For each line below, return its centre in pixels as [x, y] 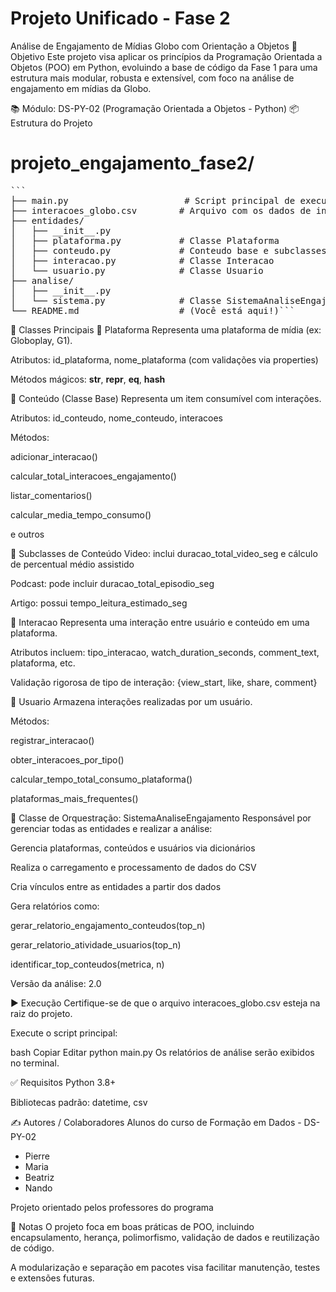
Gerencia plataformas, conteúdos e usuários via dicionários [133, 848]
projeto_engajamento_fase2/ [132, 163]
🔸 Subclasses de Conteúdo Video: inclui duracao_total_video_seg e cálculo [164, 553]
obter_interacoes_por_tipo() [67, 759]
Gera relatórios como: [55, 906]
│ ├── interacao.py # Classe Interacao [142, 260]
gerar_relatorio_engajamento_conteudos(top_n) [108, 925]
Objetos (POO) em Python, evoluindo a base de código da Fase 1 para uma [164, 67]
